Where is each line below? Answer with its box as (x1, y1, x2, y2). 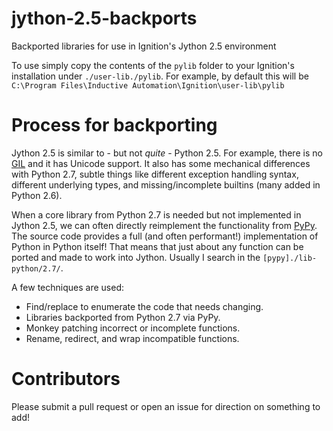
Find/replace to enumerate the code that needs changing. (25, 300, 264, 312)
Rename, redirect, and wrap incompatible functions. (25, 332, 240, 344)
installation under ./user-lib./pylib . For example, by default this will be (11, 70, 309, 82)
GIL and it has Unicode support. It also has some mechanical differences (11, 157, 311, 169)
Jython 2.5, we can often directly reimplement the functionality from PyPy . (11, 219, 318, 231)
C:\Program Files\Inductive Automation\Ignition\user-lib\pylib (11, 80, 285, 91)
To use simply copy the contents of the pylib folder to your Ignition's (11, 59, 295, 71)
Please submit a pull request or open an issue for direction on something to (11, 400, 321, 412)
